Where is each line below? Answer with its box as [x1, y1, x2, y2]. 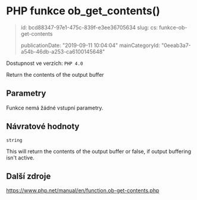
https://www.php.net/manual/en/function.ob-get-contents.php [6, 187, 160, 194]
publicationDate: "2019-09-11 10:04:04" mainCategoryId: [20, 42, 161, 49]
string [6, 137, 23, 143]
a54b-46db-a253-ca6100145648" [20, 48, 105, 55]
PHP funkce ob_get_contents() [6, 4, 161, 18]
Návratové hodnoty [6, 121, 80, 132]
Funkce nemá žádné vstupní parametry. [6, 104, 104, 111]
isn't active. [6, 154, 35, 161]
